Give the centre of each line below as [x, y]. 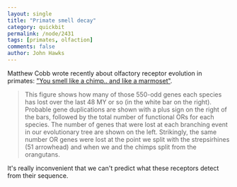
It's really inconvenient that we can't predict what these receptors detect [113, 168]
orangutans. [42, 154]
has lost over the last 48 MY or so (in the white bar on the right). [118, 102]
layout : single [30, 14]
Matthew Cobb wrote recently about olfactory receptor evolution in [105, 73]
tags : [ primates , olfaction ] [50, 40]
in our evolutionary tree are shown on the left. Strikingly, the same [121, 132]
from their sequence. [38, 175]
